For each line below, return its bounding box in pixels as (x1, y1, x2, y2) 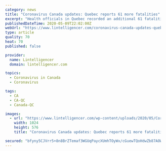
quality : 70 (5, 35, 30, 40)
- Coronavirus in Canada (9, 75, 61, 80)
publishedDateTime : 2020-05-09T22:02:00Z (5, 21, 92, 26)
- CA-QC (9, 98, 26, 103)
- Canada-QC (9, 102, 35, 107)
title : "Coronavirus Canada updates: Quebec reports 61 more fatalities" (5, 12, 161, 17)
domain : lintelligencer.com (9, 62, 68, 67)
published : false (5, 44, 41, 49)
